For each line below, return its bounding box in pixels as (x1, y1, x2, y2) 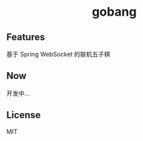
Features (6, 31, 45, 43)
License (6, 110, 41, 121)
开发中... (6, 89, 30, 97)
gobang (91, 4, 138, 20)
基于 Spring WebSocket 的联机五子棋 (6, 50, 111, 58)
